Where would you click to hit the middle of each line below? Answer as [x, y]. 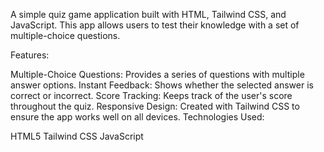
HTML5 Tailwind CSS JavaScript [77, 136]
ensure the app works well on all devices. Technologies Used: [137, 117]
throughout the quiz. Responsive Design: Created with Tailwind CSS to [155, 106]
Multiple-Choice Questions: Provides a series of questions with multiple [157, 74]
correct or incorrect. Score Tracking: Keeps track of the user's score [151, 95]
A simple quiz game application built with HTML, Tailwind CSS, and [148, 14]
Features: [30, 55]
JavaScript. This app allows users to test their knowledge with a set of [155, 25]
